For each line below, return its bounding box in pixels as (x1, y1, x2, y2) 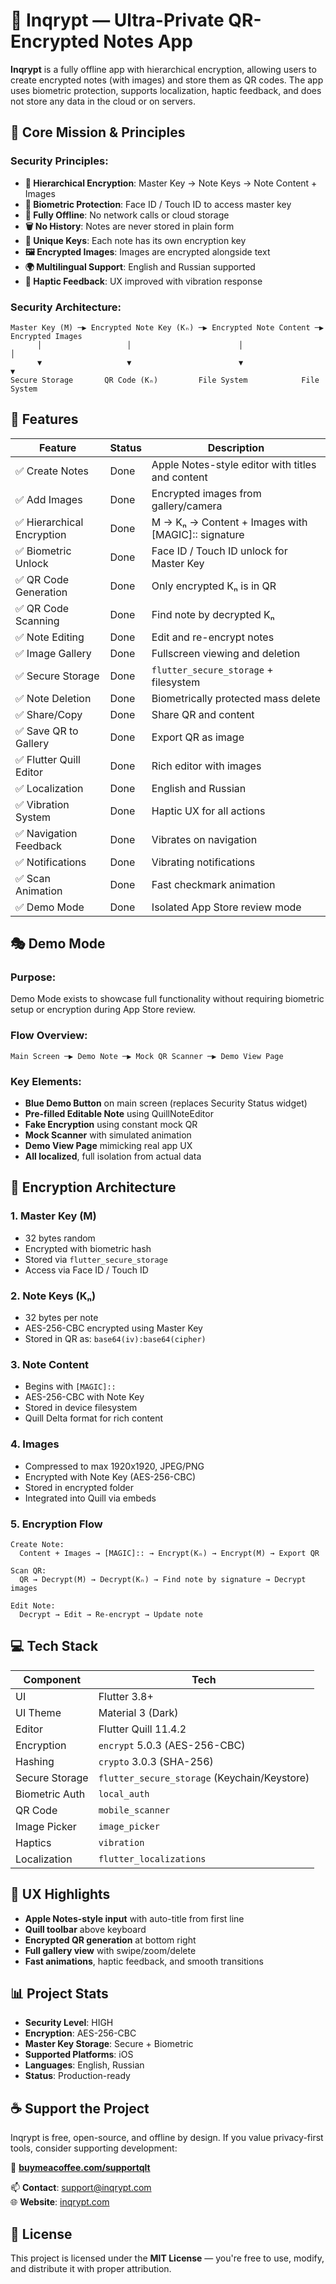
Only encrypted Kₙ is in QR (151, 579, 277, 593)
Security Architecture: (10, 300, 122, 314)
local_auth (98, 1788, 150, 1799)
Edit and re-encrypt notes (151, 630, 275, 644)
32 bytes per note (24, 1312, 99, 1323)
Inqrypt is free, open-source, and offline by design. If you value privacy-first (10, 2132, 324, 2144)
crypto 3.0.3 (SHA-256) (98, 1754, 214, 1768)
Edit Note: (10, 1600, 56, 1611)
